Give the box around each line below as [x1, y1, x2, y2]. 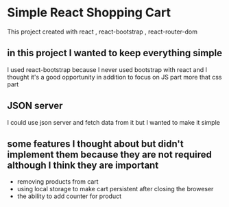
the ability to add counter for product [16, 192, 122, 200]
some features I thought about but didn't [7, 138, 184, 149]
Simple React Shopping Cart [7, 5, 171, 21]
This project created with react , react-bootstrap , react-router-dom [7, 27, 197, 36]
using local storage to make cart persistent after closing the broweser [16, 185, 214, 193]
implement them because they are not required [7, 149, 213, 160]
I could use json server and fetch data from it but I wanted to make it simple [7, 118, 221, 126]
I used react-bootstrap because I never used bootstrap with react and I [7, 65, 208, 73]
